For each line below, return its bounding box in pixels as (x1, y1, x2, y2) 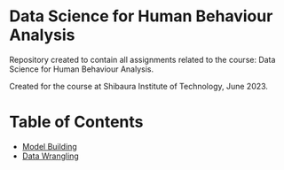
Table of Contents (9, 112, 144, 132)
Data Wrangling (21, 151, 80, 161)
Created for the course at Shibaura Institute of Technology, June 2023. (9, 81, 269, 91)
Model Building (21, 141, 77, 151)
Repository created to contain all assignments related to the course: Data (9, 54, 276, 65)
